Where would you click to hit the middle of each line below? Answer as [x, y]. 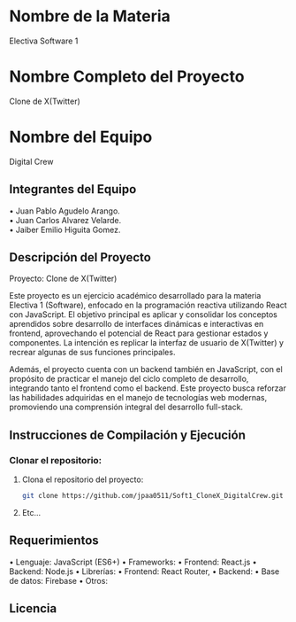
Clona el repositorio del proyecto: [83, 479]
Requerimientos [54, 541]
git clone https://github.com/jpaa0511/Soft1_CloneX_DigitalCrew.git [153, 496]
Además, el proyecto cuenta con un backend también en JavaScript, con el [146, 369]
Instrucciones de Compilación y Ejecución [127, 435]
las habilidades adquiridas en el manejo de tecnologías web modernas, [138, 398]
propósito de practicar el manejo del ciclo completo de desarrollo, [129, 379]
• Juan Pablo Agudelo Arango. [65, 211]
